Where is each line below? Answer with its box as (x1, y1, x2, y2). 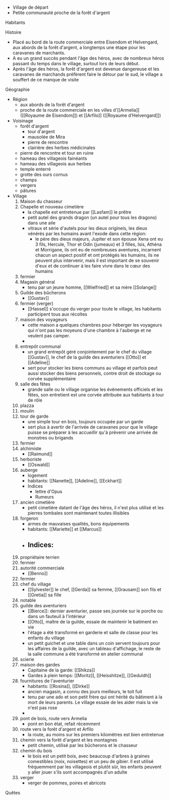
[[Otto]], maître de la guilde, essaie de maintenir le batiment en (27, 618, 158, 625)
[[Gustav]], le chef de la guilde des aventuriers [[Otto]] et (27, 354, 146, 360)
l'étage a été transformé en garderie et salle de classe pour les (27, 629, 158, 635)
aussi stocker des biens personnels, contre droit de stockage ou (27, 370, 161, 376)
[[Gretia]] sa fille (27, 592, 62, 598)
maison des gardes (20, 661, 60, 668)
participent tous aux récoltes (27, 311, 87, 317)
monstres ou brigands (27, 435, 74, 440)
